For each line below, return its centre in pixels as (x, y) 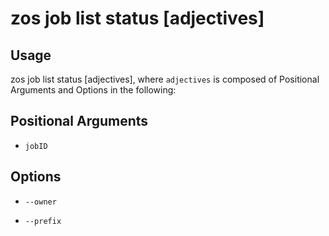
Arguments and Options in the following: (93, 90)
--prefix (43, 221)
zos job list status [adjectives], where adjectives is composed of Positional (165, 79)
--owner (40, 202)
